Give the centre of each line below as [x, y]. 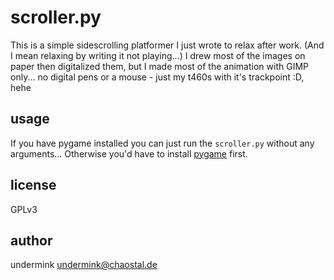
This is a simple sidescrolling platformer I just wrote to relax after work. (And [167, 45]
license [33, 185]
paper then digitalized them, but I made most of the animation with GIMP [159, 66]
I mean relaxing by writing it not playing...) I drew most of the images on [158, 55]
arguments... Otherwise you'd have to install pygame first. [129, 153]
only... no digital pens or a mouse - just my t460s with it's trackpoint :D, [157, 77]
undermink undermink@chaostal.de [84, 265]
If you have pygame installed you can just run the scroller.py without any [162, 143]
